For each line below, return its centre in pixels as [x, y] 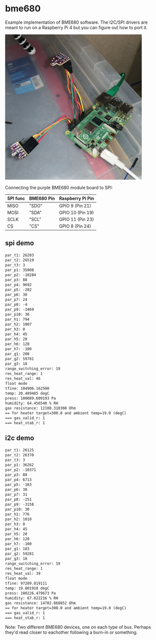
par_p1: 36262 [20, 465]
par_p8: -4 [16, 304]
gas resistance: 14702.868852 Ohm [41, 603]
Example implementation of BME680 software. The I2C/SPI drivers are [76, 22]
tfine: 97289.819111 [26, 583]
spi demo [20, 243]
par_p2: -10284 [21, 275]
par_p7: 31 [16, 494]
